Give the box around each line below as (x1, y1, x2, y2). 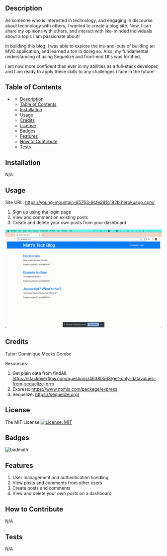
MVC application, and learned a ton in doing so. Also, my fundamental (5, 48, 148, 54)
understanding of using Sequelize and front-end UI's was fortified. (5, 53, 141, 59)
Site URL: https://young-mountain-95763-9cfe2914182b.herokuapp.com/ (5, 199, 155, 206)
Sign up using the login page (12, 209, 71, 215)
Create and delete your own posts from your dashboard (12, 220, 127, 226)
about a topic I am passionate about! (5, 33, 80, 39)
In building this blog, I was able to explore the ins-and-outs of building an (5, 43, 155, 49)
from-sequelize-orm (12, 381, 54, 387)
